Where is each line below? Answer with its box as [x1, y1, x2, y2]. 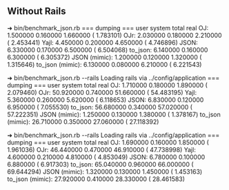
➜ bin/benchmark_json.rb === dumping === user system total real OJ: [7, 23, 209, 32]
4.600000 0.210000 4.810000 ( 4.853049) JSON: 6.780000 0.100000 [7, 153, 206, 161]
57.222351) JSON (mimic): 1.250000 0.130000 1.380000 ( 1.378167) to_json [7, 110, 221, 118]
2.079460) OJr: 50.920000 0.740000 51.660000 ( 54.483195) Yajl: [7, 88, 197, 96]
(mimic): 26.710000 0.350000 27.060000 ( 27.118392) [7, 117, 159, 126]
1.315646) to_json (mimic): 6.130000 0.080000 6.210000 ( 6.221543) [7, 60, 202, 68]
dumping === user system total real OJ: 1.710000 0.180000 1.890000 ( [7, 81, 208, 89]
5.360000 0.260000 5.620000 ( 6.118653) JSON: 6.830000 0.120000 [7, 96, 204, 104]
